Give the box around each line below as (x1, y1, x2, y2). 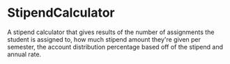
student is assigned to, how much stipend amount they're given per (7, 35, 201, 43)
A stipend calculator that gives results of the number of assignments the (7, 28, 215, 36)
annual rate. (7, 50, 42, 58)
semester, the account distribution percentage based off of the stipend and (7, 42, 224, 51)
